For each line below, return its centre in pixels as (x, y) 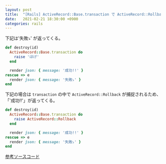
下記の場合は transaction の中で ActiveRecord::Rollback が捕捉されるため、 (83, 94)
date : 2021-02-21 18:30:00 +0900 (42, 19)
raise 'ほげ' (27, 57)
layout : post (19, 10)
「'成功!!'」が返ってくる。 (31, 101)
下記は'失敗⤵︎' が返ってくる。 (34, 38)
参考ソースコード (22, 157)
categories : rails (24, 24)
